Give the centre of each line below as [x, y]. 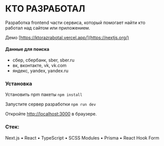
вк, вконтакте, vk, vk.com [39, 65]
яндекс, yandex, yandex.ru [40, 71]
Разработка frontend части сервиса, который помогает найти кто [75, 22]
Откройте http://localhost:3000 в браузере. [51, 114]
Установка [19, 84]
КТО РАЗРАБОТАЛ [45, 9]
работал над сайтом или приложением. [48, 27]
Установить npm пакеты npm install [44, 94]
